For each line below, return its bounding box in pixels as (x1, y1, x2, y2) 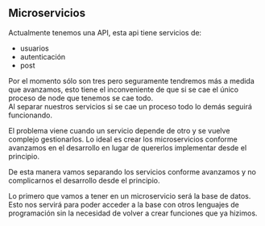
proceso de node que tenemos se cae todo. (8, 92, 154, 103)
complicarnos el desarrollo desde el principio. (8, 175, 160, 185)
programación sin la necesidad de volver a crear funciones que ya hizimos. (8, 208, 258, 218)
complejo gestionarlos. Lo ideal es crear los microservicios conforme (8, 134, 238, 144)
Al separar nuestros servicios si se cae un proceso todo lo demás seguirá (8, 101, 252, 111)
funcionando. (8, 110, 52, 120)
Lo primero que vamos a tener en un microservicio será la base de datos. (8, 191, 251, 200)
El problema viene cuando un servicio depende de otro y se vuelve (8, 125, 230, 135)
